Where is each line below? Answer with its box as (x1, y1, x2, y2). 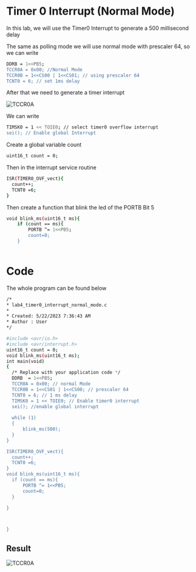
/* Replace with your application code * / (12, 370, 121, 376)
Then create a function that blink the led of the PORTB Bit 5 (6, 203, 155, 211)
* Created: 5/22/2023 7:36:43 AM (6, 313, 91, 319)
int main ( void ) (6, 358, 45, 364)
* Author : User (6, 319, 47, 325)
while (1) (12, 415, 36, 421)
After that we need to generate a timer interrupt (6, 89, 125, 96)
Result (6, 543, 32, 554)
